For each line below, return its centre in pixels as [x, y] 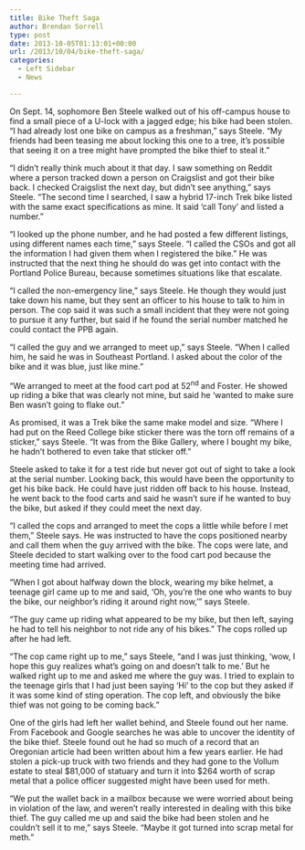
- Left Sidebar [47, 69]
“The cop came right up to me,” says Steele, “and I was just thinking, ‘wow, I [152, 656]
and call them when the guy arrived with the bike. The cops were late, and [149, 545]
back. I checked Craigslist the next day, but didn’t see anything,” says [140, 187]
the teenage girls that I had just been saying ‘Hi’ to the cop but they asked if [152, 686]
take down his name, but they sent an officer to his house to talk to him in [147, 300]
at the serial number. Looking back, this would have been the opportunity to [152, 479]
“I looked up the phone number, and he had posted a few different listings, [149, 234]
